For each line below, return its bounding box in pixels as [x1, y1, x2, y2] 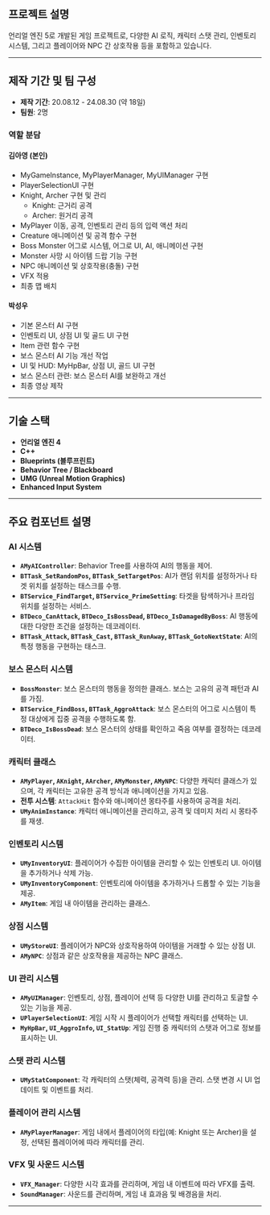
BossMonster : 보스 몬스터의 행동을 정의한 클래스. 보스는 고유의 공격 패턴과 [19, 684, 251, 693]
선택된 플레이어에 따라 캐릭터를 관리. [31, 1137, 145, 1146]
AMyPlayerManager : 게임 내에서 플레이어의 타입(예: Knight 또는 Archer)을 [19, 1127, 249, 1137]
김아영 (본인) [8, 151, 48, 160]
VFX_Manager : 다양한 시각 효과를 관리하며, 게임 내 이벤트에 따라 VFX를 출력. [19, 1179, 256, 1188]
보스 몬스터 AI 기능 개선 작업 [19, 350, 108, 360]
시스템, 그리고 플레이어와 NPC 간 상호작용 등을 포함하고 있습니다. [8, 40, 212, 50]
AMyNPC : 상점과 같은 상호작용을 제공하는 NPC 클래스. [19, 951, 183, 960]
